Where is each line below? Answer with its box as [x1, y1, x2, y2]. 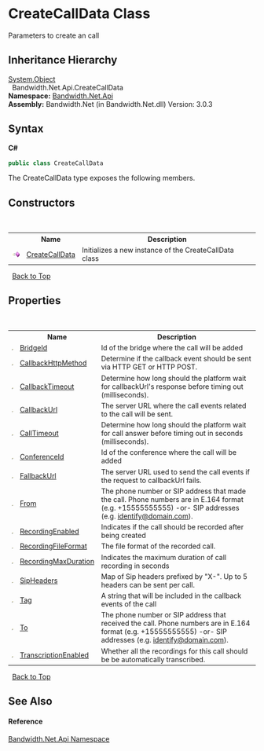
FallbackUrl [19, 471, 57, 481]
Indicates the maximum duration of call [101, 552, 226, 562]
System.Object [8, 74, 56, 83]
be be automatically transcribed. [101, 654, 206, 664]
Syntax [8, 123, 44, 136]
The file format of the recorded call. [101, 541, 216, 551]
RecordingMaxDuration [19, 557, 95, 566]
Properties [8, 294, 61, 307]
